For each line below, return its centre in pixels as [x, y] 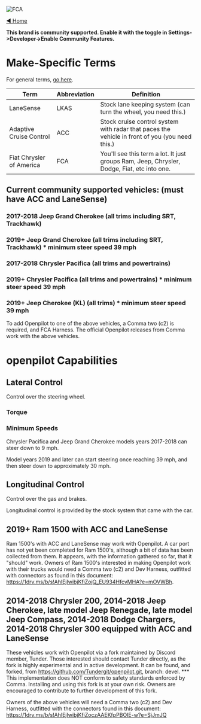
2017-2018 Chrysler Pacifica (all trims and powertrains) [89, 263]
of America [25, 165]
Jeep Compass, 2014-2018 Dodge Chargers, [91, 619]
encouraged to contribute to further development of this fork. [82, 690]
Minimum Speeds [32, 428]
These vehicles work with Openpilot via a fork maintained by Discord [91, 652]
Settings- [180, 32]
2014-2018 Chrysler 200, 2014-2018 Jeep [86, 600]
